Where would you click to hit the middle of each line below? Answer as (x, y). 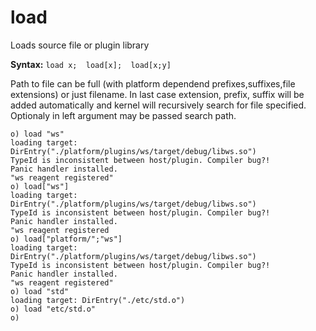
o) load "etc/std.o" (53, 309)
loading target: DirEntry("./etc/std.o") (98, 300)
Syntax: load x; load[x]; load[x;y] (91, 64)
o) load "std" (40, 291)
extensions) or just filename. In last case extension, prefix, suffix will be (157, 94)
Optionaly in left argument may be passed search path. (123, 115)
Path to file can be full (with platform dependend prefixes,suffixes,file (153, 83)
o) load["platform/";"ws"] (66, 239)
